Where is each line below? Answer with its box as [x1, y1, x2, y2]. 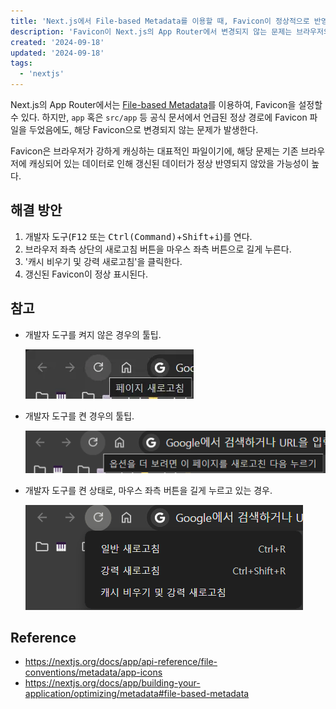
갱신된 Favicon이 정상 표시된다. [24, 268, 148, 280]
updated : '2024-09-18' [10, 48, 105, 58]
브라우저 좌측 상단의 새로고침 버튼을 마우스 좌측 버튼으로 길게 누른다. [24, 243, 292, 255]
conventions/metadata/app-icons [24, 666, 163, 679]
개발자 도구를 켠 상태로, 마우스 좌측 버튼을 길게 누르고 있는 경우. [24, 484, 273, 496]
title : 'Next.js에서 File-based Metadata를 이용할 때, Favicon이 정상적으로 [10, 16, 310, 26]
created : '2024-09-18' [10, 37, 105, 47]
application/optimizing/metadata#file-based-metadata [24, 688, 250, 700]
